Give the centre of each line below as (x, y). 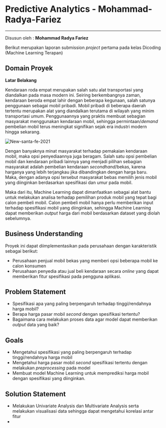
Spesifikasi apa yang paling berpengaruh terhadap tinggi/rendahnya (82, 304)
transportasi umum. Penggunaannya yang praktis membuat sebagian (75, 116)
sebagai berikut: (22, 251)
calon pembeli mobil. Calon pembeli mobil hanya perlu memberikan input (79, 202)
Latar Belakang (21, 80)
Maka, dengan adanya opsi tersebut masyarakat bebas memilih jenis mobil (81, 177)
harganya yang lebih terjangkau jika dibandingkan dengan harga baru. (76, 172)
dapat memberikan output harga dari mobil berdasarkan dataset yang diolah (83, 213)
